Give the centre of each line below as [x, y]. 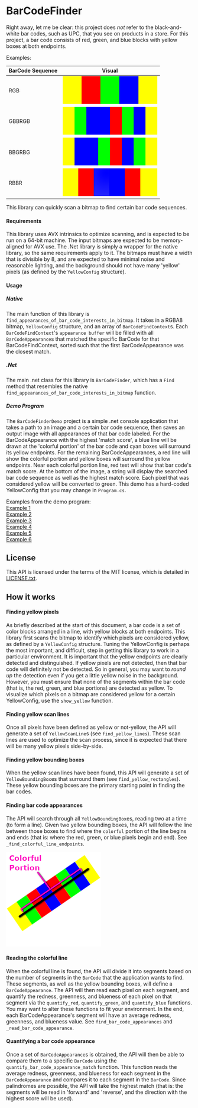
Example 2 [19, 514]
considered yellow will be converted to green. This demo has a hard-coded [98, 484]
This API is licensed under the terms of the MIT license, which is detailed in [98, 572]
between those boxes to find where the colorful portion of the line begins [96, 831]
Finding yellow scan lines [38, 714]
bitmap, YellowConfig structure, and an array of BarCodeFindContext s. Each [97, 326]
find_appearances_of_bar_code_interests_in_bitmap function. [81, 392]
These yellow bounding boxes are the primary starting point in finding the [95, 786]
